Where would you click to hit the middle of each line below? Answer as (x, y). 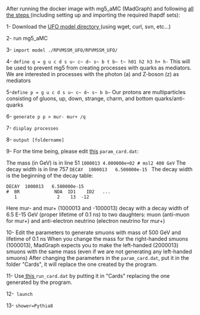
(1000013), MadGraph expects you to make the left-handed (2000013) (93, 245)
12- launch (19, 294)
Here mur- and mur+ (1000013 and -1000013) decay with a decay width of (98, 208)
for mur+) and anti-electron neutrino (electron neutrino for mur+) (86, 221)
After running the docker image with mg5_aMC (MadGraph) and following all (100, 9)
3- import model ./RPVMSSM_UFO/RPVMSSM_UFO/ (62, 50)
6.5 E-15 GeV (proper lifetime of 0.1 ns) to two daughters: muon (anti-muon (98, 214)
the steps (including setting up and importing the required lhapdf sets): (93, 15)
